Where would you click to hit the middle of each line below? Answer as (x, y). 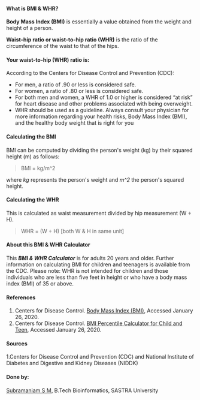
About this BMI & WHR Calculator (49, 245)
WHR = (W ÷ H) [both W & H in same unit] (72, 231)
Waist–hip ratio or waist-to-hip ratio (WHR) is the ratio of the (82, 40)
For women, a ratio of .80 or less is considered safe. (79, 91)
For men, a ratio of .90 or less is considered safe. (75, 85)
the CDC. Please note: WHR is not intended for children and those (87, 271)
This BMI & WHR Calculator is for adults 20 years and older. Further (90, 258)
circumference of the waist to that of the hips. (63, 46)
